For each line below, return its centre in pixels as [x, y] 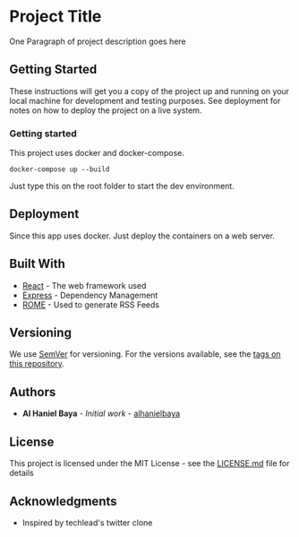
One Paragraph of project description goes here [98, 41]
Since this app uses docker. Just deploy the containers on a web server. [142, 236]
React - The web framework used [84, 285]
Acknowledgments [64, 501]
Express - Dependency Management [90, 295]
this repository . [37, 364]
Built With [37, 264]
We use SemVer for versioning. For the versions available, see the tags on [145, 354]
